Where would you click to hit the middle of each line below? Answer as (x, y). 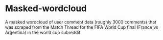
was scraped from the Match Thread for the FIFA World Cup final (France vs (81, 27)
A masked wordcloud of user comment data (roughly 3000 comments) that (81, 22)
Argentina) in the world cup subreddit (43, 32)
